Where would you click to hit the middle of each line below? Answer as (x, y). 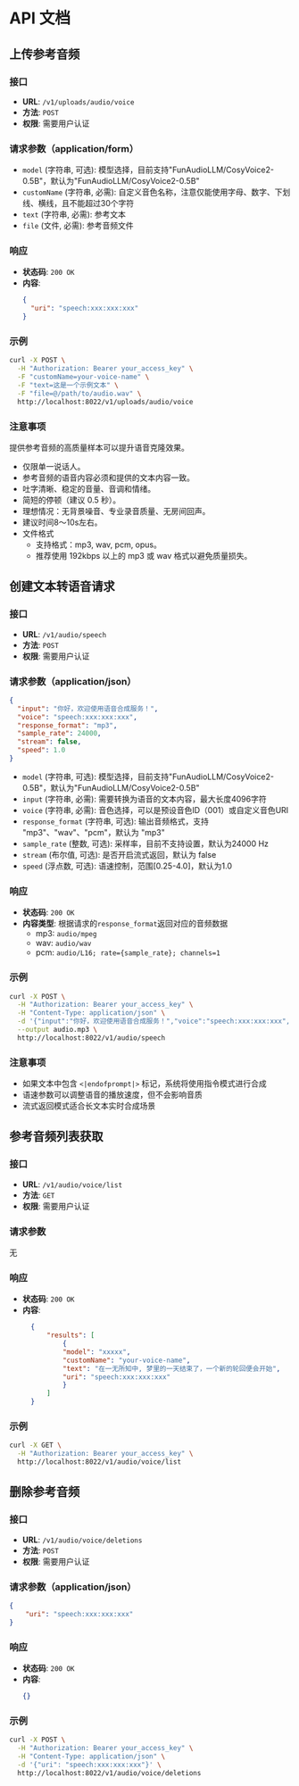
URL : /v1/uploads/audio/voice (78, 101)
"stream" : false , (50, 742)
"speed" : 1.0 (42, 751)
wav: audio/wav (63, 943)
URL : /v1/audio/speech (64, 634)
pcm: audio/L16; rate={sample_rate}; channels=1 (128, 952)
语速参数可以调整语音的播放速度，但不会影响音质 (112, 1095)
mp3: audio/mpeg (66, 934)
